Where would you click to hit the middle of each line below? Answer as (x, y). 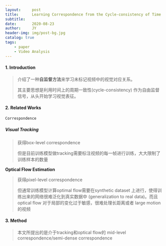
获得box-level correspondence (49, 142)
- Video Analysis (32, 51)
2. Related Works (23, 108)
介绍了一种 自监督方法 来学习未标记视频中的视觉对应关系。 (76, 79)
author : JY (21, 28)
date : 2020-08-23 (30, 24)
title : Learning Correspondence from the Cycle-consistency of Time (83, 14)
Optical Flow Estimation (30, 169)
